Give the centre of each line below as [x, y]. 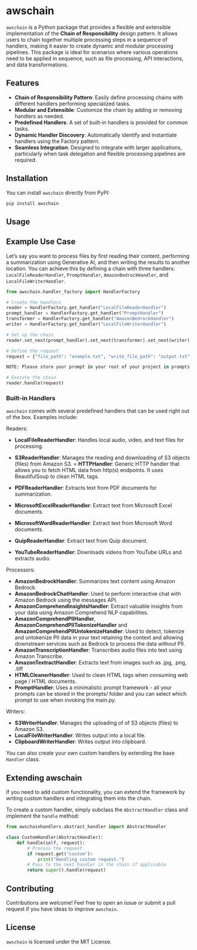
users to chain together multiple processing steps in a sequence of [87, 39]
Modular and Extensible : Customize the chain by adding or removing [98, 109]
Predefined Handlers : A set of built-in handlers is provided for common [101, 122]
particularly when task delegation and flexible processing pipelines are [100, 154]
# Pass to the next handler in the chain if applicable [97, 865]
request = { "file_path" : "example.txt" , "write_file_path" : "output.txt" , [99, 356]
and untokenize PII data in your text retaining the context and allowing [99, 637]
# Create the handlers [34, 302]
